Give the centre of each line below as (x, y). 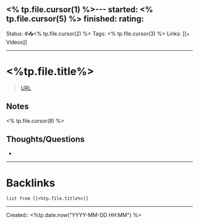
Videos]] (17, 42)
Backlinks (31, 183)
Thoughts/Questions (45, 139)
